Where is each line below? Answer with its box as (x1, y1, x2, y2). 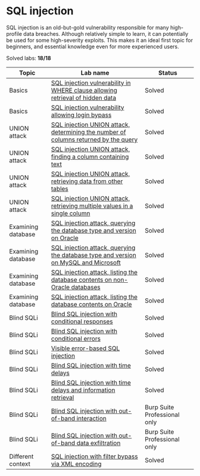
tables (51, 184, 68, 193)
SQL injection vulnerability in (51, 79, 131, 87)
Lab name (80, 69, 110, 77)
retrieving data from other (51, 177, 123, 186)
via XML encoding (51, 459, 102, 468)
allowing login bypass (51, 110, 112, 119)
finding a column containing (51, 152, 129, 160)
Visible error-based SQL (51, 344, 120, 353)
